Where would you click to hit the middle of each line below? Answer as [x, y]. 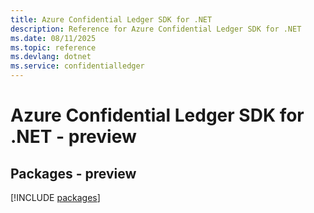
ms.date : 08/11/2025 [53, 38]
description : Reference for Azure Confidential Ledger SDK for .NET [156, 29]
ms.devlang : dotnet [51, 57]
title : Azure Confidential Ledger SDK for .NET [111, 19]
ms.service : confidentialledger [77, 66]
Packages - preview [73, 173]
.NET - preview [73, 137]
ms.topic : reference [53, 47]
